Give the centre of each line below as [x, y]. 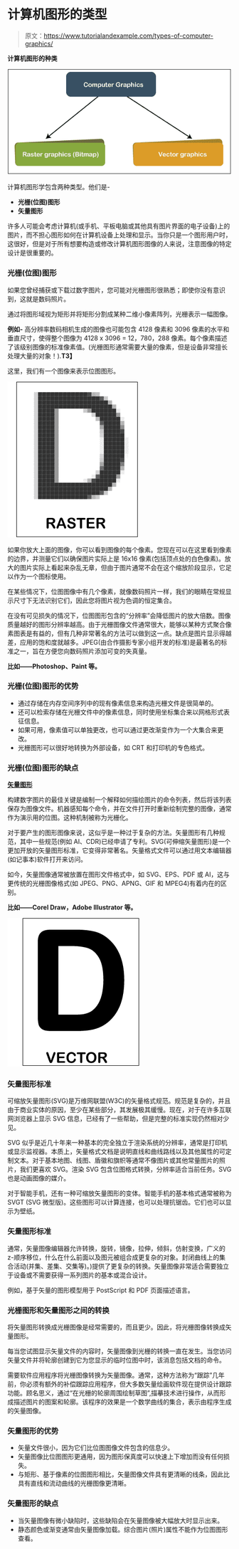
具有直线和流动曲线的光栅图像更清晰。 [74, 1484]
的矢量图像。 [26, 1410]
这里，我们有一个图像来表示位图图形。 [63, 371]
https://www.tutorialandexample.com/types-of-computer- [128, 36]
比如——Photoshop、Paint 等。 [54, 666]
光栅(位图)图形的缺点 [43, 768]
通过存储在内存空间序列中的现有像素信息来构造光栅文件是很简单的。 [117, 703]
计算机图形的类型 [58, 15]
